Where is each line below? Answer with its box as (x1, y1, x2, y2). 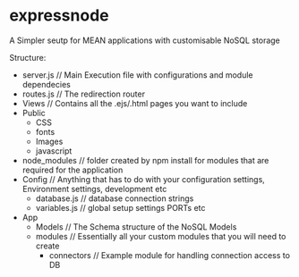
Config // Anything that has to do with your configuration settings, (21, 173, 266, 184)
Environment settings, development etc (21, 183, 167, 194)
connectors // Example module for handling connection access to (48, 249, 291, 260)
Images (35, 136, 64, 147)
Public (21, 107, 47, 118)
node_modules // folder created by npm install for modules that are (21, 155, 269, 165)
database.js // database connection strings (35, 193, 194, 204)
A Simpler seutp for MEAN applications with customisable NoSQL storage (9, 35, 280, 46)
